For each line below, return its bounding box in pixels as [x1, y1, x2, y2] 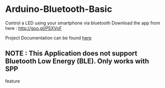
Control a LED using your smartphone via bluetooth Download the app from [5, 20, 160, 26]
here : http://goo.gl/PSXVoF [5, 25, 62, 31]
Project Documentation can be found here [5, 35, 91, 41]
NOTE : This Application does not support [5, 49, 137, 58]
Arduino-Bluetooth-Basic [5, 3, 112, 15]
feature [5, 78, 20, 84]
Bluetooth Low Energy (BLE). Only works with [5, 57, 149, 66]
